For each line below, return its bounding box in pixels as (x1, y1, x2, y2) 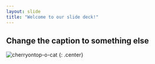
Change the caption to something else (6, 36, 149, 46)
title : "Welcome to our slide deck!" (6, 14, 99, 20)
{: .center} (58, 51, 84, 59)
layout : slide (6, 8, 41, 15)
